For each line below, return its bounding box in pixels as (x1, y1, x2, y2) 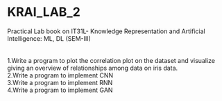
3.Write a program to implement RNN (7, 78, 113, 86)
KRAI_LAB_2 (7, 4, 81, 20)
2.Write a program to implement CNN (7, 71, 114, 80)
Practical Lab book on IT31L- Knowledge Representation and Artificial (7, 27, 206, 35)
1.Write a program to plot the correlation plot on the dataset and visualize (7, 56, 215, 64)
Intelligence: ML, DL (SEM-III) (7, 34, 92, 42)
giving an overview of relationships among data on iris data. (7, 64, 178, 72)
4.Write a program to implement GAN (7, 86, 113, 94)
